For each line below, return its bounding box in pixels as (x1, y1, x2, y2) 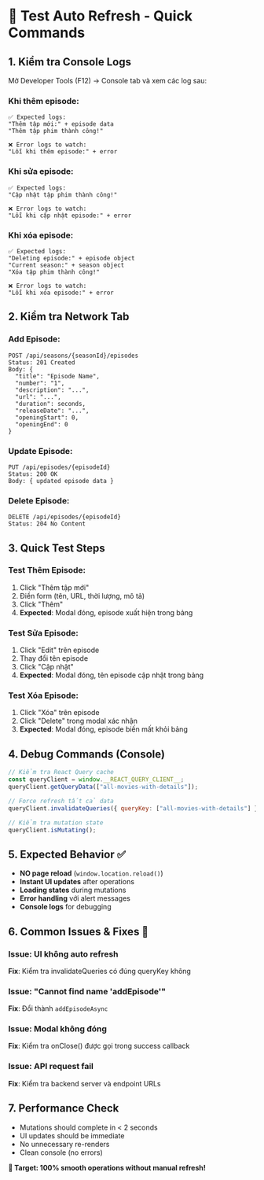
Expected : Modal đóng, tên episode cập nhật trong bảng (19, 670, 204, 680)
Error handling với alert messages (19, 894, 131, 903)
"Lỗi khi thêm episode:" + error (8, 148, 118, 156)
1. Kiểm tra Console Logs (8, 55, 132, 68)
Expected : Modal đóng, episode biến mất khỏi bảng (19, 725, 189, 734)
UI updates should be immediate (19, 1130, 125, 1140)
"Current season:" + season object (8, 261, 125, 269)
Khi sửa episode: (8, 166, 74, 177)
